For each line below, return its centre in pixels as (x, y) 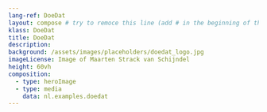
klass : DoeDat (32, 30)
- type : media (39, 89)
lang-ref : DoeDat (37, 15)
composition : (30, 74)
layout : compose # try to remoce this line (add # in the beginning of (129, 23)
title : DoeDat (32, 37)
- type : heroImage (46, 81)
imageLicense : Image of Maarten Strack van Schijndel (99, 60)
